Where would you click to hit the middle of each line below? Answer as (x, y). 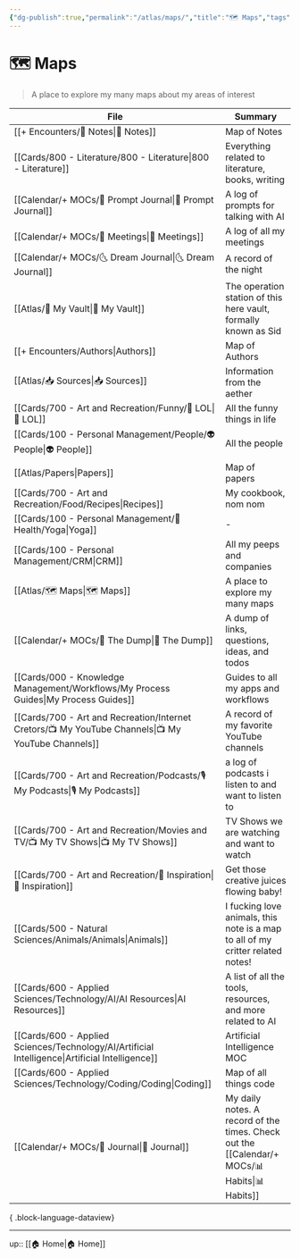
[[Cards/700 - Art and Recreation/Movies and (110, 830)
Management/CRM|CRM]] (68, 561)
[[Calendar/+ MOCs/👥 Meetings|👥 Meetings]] (109, 236)
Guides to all (251, 677)
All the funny (252, 407)
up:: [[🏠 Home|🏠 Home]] (58, 1244)
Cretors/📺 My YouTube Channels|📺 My (97, 729)
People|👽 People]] (53, 449)
